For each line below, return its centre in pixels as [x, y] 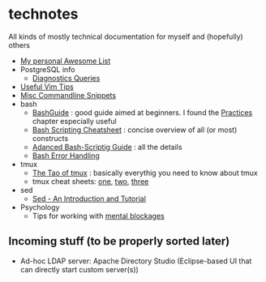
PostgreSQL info [47, 69]
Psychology [40, 207]
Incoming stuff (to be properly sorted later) [119, 241]
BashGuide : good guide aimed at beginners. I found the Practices [142, 112]
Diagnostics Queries [66, 78]
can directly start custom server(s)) [79, 269]
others [19, 45]
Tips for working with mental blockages [98, 216]
